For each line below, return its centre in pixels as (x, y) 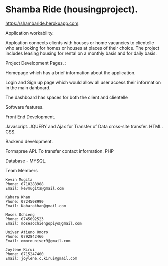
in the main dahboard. (28, 87)
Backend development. (29, 141)
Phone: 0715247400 (24, 254)
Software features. (24, 107)
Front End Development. (30, 117)
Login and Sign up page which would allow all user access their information (83, 82)
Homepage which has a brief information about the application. (70, 72)
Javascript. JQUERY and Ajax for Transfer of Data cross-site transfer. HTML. (84, 126)
